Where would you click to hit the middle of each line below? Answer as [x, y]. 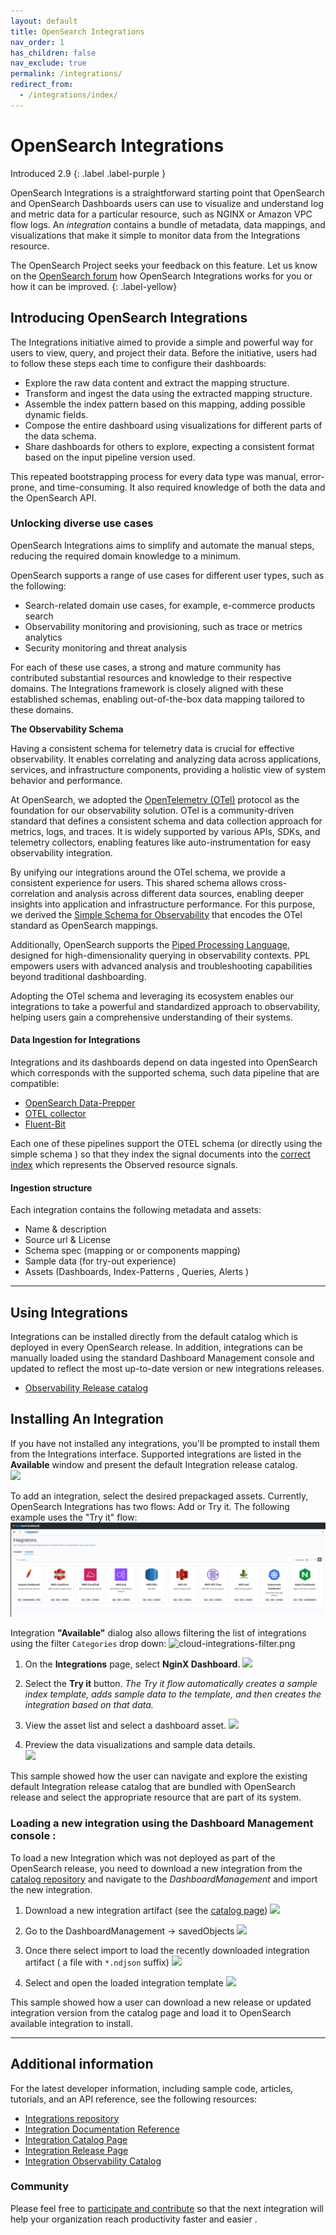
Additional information [82, 2064]
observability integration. [61, 852]
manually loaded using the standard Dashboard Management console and [162, 1358]
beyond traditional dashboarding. [78, 976]
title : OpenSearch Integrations [77, 31]
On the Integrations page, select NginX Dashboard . [132, 1664]
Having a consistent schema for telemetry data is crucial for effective [152, 748]
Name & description [65, 1229]
